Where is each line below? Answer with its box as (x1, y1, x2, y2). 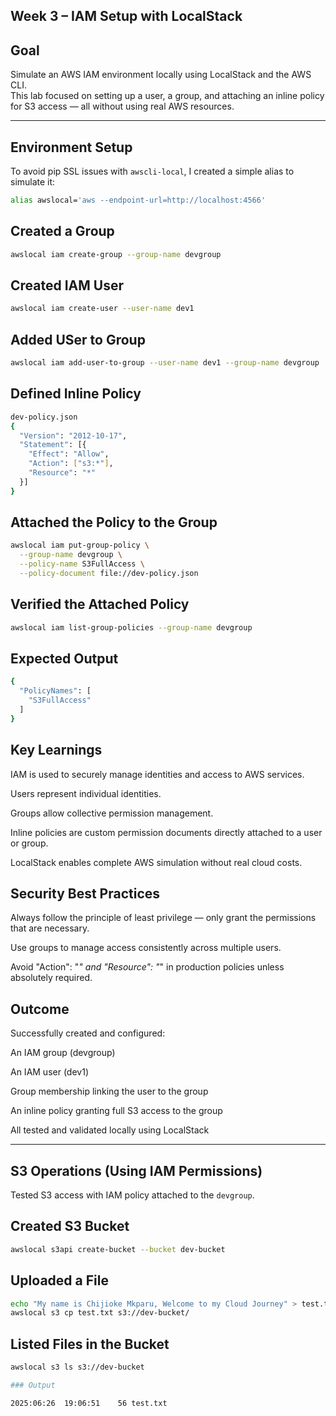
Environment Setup (10, 139, 133, 156)
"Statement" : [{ (19, 440, 87, 450)
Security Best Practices (10, 885, 161, 903)
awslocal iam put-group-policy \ (10, 540, 150, 551)
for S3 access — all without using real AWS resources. (10, 100, 235, 113)
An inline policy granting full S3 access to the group (10, 1105, 223, 1117)
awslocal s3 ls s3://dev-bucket (10, 1362, 145, 1373)
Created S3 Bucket (10, 1218, 130, 1235)
